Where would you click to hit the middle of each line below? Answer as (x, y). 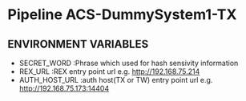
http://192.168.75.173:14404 (64, 88)
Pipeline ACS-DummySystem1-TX (122, 15)
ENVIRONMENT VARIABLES (78, 44)
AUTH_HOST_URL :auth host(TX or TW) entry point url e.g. (116, 80)
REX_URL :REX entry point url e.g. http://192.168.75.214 (109, 72)
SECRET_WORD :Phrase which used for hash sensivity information (129, 63)
